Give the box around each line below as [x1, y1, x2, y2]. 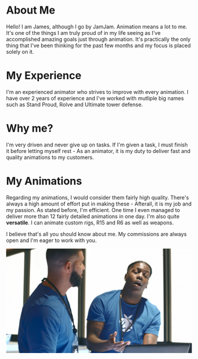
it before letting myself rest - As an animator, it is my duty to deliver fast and [6, 147, 190, 154]
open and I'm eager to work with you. [6, 237, 97, 244]
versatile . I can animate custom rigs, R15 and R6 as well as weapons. [6, 219, 174, 226]
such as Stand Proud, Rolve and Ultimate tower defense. [6, 101, 143, 108]
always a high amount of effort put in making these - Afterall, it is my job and [6, 200, 192, 207]
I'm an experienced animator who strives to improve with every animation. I [6, 88, 189, 95]
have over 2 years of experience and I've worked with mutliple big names [6, 94, 184, 102]
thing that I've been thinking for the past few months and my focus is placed [6, 42, 191, 49]
